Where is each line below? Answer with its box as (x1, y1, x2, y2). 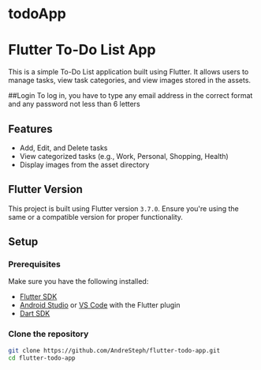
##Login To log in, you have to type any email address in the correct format (8, 91, 253, 100)
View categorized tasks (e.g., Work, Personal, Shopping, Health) (19, 151, 229, 160)
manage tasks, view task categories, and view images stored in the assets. (8, 76, 251, 85)
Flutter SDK (19, 292, 58, 301)
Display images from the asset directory (19, 160, 150, 169)
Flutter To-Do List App (8, 41, 156, 59)
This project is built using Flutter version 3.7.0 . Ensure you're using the (8, 203, 239, 213)
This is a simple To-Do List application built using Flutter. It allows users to (8, 67, 249, 77)
